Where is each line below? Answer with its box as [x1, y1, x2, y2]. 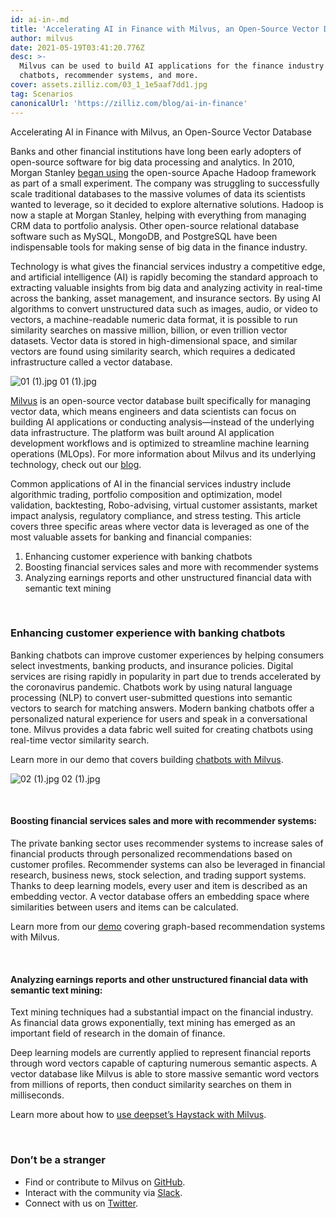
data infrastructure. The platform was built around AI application [10, 426, 275, 438]
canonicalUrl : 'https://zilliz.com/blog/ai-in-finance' [10, 98, 248, 108]
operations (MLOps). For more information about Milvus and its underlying [10, 447, 317, 460]
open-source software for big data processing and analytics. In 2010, [10, 156, 295, 168]
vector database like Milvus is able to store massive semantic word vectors [10, 1068, 320, 1080]
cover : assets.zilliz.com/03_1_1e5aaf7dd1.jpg [10, 80, 208, 90]
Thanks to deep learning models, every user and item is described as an [10, 880, 308, 891]
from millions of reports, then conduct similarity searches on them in [10, 1079, 292, 1091]
